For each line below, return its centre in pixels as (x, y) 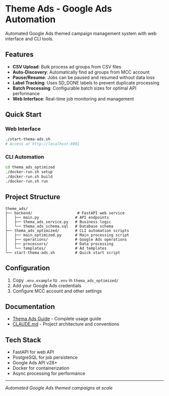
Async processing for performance (49, 373)
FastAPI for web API (33, 352)
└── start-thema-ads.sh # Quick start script (63, 253)
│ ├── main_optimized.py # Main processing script (67, 235)
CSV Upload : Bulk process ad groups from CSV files (67, 66)
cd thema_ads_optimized (30, 167)
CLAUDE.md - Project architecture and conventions (66, 324)
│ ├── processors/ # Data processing (59, 244)
